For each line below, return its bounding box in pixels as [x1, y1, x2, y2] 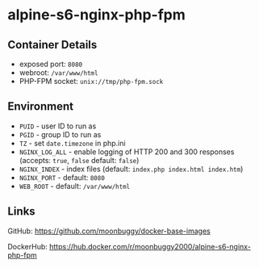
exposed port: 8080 [19, 59, 82, 69]
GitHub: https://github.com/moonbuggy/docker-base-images [7, 226, 211, 236]
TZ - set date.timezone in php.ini [19, 138, 126, 148]
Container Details [7, 38, 98, 52]
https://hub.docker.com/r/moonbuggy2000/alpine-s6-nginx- [48, 241, 252, 251]
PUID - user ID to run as [19, 121, 97, 131]
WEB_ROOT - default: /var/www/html [19, 181, 131, 191]
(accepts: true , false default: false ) [19, 155, 140, 165]
